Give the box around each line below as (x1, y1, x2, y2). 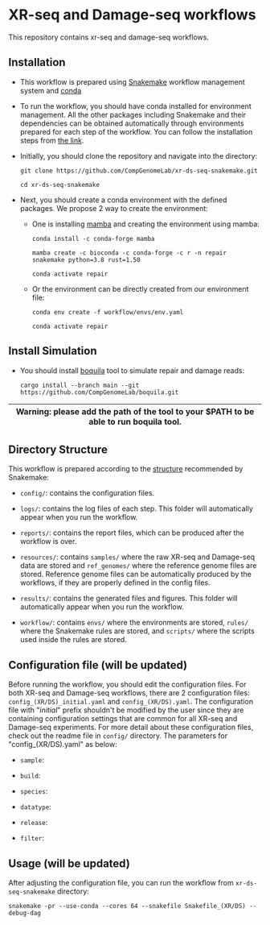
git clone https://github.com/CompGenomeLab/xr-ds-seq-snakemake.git (19, 167, 259, 175)
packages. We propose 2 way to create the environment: (19, 203, 209, 213)
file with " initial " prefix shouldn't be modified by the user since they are (8, 705, 244, 715)
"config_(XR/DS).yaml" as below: (8, 740, 118, 749)
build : (19, 771, 41, 781)
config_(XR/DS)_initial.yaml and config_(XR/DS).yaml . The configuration (8, 697, 254, 707)
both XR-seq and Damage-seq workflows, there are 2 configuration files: (8, 688, 251, 698)
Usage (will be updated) (8, 857, 130, 870)
